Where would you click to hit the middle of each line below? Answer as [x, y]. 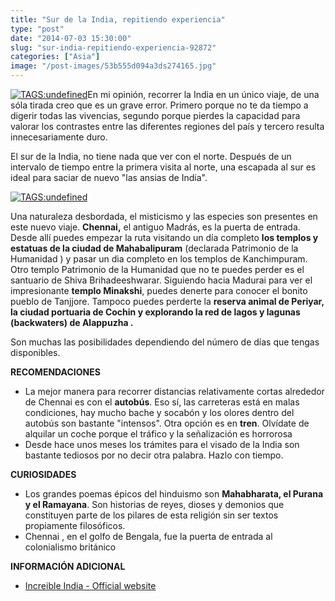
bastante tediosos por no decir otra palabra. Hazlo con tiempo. [154, 455]
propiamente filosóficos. [75, 525]
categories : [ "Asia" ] [55, 57]
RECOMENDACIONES [55, 372]
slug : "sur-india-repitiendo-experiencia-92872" [113, 47]
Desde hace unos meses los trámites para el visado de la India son [162, 444]
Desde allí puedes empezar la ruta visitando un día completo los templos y [164, 237]
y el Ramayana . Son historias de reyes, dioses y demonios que [154, 504]
